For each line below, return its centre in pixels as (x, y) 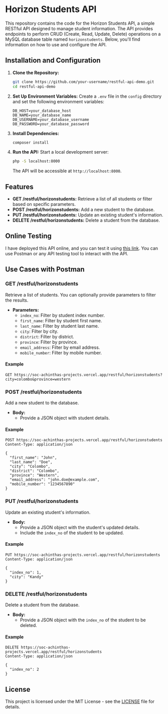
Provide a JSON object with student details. (65, 418)
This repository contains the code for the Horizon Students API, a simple (80, 23)
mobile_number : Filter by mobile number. (61, 352)
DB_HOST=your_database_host (42, 111)
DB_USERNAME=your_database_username (51, 119)
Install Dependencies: (36, 133)
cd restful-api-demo (34, 87)
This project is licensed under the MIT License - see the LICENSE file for (80, 701)
